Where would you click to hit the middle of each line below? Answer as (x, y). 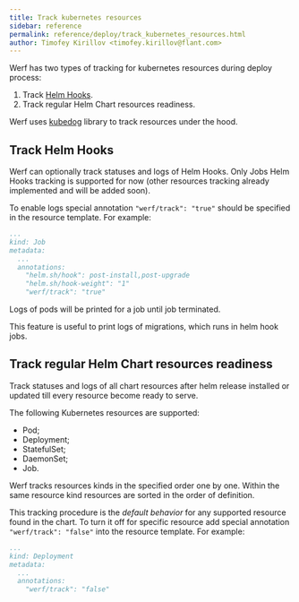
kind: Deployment (42, 556)
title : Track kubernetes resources (76, 17)
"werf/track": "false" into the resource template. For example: (127, 531)
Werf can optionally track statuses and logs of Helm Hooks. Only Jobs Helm (149, 172)
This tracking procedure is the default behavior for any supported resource (148, 512)
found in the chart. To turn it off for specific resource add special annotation (149, 521)
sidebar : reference (46, 26)
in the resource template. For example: (81, 218)
